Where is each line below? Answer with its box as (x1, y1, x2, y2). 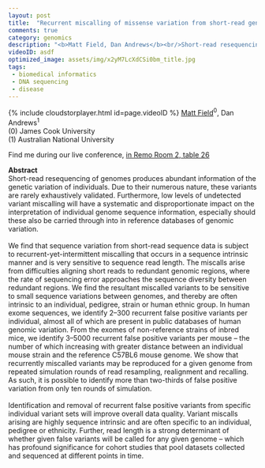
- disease (11, 85, 44, 93)
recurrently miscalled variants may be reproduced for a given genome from (8, 358, 253, 368)
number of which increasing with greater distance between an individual (8, 342, 243, 351)
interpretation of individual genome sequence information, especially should (8, 207, 256, 217)
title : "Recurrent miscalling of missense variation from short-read (8, 19, 245, 27)
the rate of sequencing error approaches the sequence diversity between (8, 274, 247, 284)
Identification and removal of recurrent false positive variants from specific (8, 400, 251, 409)
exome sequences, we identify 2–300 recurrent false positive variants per (8, 308, 248, 317)
